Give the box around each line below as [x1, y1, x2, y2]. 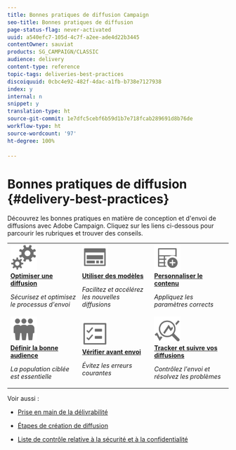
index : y [7, 85, 33, 93]
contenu [154, 279, 179, 288]
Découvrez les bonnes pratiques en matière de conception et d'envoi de [7, 214, 216, 223]
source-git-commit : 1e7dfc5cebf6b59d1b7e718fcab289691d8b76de [7, 115, 193, 122]
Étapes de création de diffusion [17, 421, 109, 430]
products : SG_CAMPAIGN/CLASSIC [7, 49, 99, 56]
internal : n [7, 93, 42, 100]
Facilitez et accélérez [81, 285, 144, 294]
